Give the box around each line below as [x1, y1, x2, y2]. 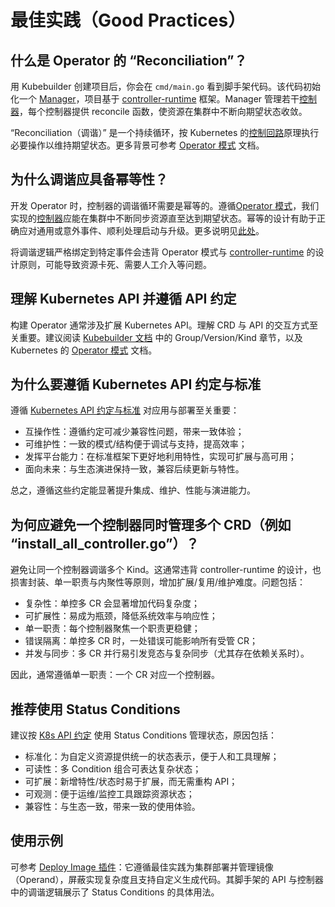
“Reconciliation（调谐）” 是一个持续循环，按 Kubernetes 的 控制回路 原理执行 [10, 127, 320, 138]
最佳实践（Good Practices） [10, 9, 247, 32]
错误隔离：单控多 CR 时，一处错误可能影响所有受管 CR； [24, 635, 259, 647]
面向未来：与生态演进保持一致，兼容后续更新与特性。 [24, 463, 245, 475]
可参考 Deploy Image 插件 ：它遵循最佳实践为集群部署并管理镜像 [10, 861, 274, 873]
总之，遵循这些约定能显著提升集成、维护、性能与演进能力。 [10, 484, 256, 496]
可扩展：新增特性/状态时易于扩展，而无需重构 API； [24, 776, 238, 788]
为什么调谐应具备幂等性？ [10, 171, 168, 188]
